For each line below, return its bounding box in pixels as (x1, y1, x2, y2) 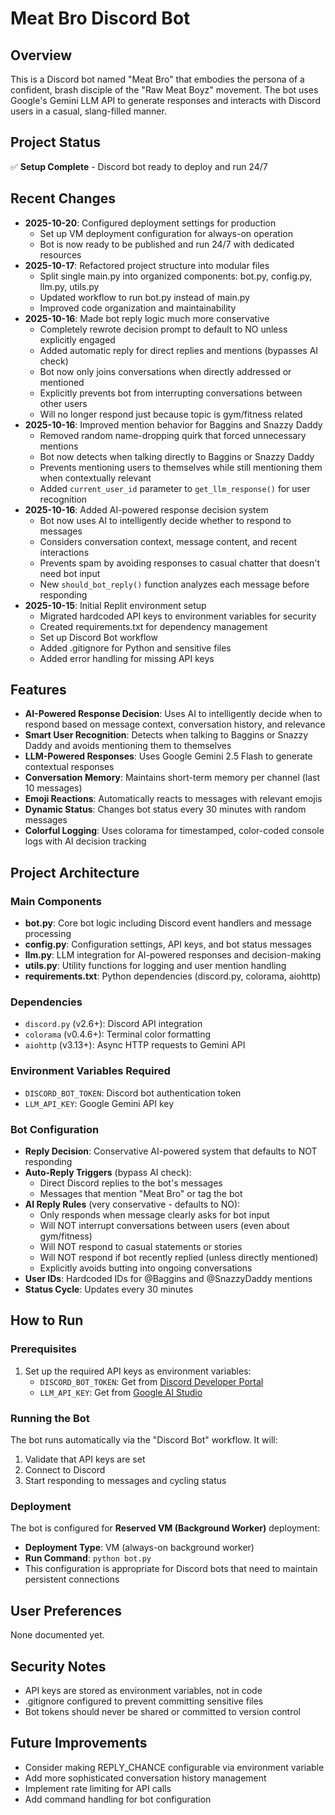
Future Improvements (10, 1735, 148, 1752)
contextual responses (24, 761, 115, 773)
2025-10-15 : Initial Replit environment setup (24, 599, 207, 611)
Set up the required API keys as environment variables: (24, 1365, 252, 1377)
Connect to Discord (24, 1464, 106, 1476)
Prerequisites (10, 1342, 77, 1356)
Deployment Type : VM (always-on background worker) (24, 1542, 255, 1554)
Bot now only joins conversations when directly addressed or (39, 365, 292, 377)
